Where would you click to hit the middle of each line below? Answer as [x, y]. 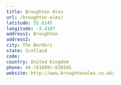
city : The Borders [29, 45]
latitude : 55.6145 [29, 23]
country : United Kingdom [38, 62]
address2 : [19, 40]
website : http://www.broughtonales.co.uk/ [60, 73]
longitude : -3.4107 [31, 28]
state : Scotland [27, 51]
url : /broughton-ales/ [35, 17]
